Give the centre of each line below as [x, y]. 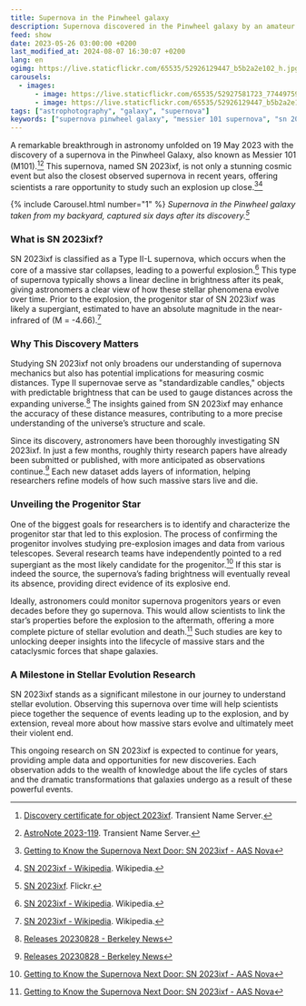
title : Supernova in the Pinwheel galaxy [90, 18]
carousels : [31, 77]
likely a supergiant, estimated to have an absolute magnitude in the [135, 309]
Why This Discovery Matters [74, 344]
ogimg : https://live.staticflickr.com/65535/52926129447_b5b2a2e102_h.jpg [155, 69]
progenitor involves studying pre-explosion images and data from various [148, 543]
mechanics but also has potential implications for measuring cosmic [137, 373]
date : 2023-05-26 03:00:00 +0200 [74, 43]
